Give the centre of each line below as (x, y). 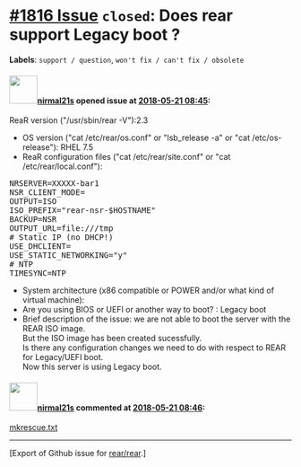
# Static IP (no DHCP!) (61, 238)
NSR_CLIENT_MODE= (47, 193)
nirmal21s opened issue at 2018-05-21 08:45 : (124, 101)
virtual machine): (53, 300)
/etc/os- (267, 138)
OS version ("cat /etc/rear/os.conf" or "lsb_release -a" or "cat (136, 138)
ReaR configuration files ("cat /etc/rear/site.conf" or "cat (126, 157)
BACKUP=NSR (33, 220)
